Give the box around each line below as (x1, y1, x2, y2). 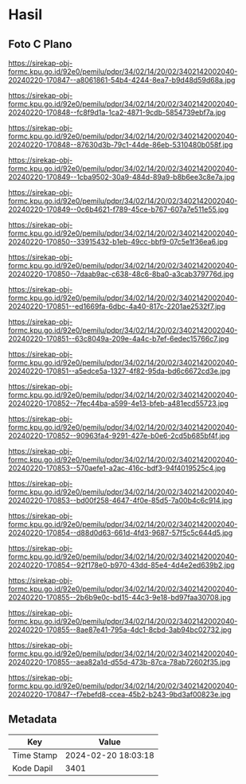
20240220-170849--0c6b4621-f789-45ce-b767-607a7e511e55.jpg (8, 205, 229, 214)
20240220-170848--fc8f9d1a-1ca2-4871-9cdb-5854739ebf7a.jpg (8, 107, 226, 117)
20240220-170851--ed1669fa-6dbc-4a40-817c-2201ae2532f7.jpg (8, 302, 226, 311)
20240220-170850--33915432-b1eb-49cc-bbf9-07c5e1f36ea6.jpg (8, 237, 228, 246)
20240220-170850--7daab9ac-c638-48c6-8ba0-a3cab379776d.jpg (8, 269, 234, 279)
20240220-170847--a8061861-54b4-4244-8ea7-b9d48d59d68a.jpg (8, 76, 236, 84)
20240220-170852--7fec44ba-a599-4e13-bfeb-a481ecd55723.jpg (8, 399, 229, 408)
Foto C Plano (8, 37, 72, 51)
